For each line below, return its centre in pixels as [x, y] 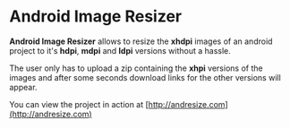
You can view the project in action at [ [79, 104]
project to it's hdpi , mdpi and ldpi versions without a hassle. [120, 50]
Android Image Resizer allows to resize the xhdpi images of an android [141, 41]
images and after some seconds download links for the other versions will [145, 77]
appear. [23, 87]
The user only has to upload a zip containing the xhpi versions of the [136, 68]
